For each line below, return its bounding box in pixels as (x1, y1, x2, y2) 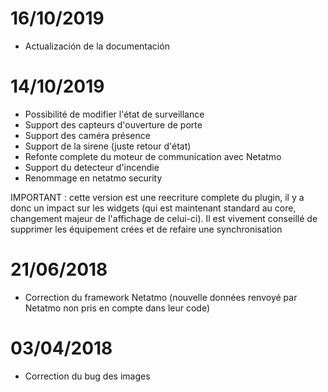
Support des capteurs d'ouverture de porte (24, 118, 203, 131)
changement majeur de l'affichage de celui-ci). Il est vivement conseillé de (10, 212, 318, 224)
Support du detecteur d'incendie (24, 161, 160, 173)
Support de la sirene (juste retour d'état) (24, 140, 192, 152)
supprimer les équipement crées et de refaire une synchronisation (10, 223, 283, 235)
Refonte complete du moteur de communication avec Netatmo (24, 150, 282, 162)
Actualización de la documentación (24, 40, 170, 52)
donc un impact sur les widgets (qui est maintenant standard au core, (10, 202, 297, 214)
